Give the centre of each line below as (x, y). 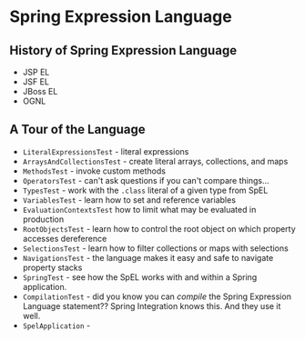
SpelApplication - (56, 325)
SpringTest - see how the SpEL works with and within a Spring (140, 277)
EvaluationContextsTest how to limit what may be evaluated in (139, 209)
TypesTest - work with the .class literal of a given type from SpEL (145, 190)
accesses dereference (65, 238)
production (43, 219)
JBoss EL (40, 91)
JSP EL (36, 72)
